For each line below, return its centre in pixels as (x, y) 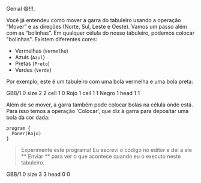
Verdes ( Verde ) (33, 70)
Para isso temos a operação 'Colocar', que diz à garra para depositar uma (97, 111)
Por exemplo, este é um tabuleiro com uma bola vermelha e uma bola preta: (100, 81)
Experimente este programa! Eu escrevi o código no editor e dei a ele (106, 150)
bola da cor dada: (28, 117)
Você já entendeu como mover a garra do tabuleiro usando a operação (94, 20)
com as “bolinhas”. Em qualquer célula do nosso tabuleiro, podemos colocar (100, 33)
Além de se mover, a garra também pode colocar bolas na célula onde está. (100, 105)
